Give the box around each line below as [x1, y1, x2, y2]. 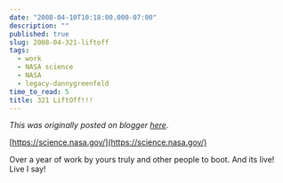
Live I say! [9, 163, 46, 174]
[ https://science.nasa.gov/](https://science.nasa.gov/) [9, 137, 207, 147]
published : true [9, 29, 69, 38]
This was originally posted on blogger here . [9, 120, 169, 131]
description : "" [9, 21, 69, 30]
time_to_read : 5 [9, 87, 69, 96]
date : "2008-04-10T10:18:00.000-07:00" [9, 12, 158, 22]
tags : [9, 46, 29, 55]
